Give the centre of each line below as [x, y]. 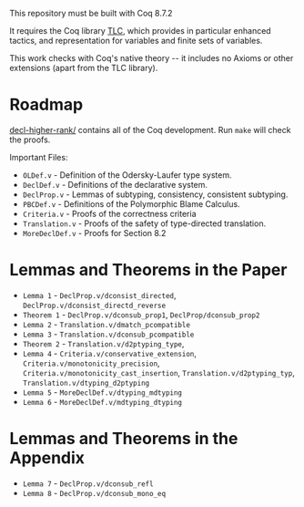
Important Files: [39, 157]
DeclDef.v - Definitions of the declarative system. [115, 184]
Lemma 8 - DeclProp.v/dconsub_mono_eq [94, 492]
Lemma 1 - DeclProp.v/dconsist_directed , [99, 295]
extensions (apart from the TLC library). [84, 68]
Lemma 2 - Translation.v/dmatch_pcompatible [106, 324]
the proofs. [30, 140]
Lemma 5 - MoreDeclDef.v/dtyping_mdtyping [102, 392]
